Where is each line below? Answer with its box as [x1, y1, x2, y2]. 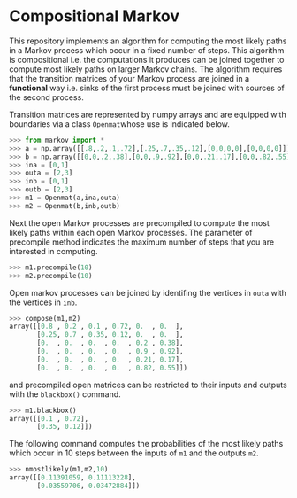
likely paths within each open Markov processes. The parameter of [9, 227, 254, 237]
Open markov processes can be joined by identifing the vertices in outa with [9, 287, 287, 298]
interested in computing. [9, 245, 98, 256]
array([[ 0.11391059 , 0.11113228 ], [9, 473, 137, 482]
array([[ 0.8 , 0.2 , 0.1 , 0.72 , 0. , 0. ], [9, 322, 184, 331]
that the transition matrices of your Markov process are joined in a [9, 73, 250, 83]
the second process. [9, 91, 84, 103]
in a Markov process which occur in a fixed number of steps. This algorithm [9, 44, 285, 55]
